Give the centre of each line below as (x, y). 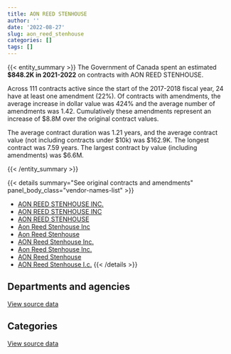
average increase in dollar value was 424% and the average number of (111, 103)
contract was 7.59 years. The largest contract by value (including (102, 147)
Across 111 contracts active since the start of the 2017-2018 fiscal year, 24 (116, 88)
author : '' (23, 21)
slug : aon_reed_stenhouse (45, 34)
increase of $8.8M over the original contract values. (83, 119)
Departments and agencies (69, 287)
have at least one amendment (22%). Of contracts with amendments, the (114, 96)
